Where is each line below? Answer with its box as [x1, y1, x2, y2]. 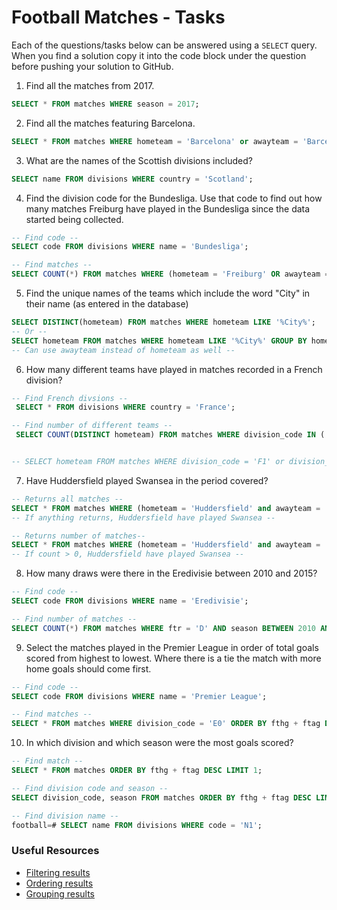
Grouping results [25, 887, 96, 900]
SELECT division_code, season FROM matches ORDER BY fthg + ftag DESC [11, 792, 312, 803]
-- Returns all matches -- [11, 494, 124, 504]
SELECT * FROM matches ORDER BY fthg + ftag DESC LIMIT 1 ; [11, 766, 263, 776]
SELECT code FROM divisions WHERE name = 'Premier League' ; [11, 691, 268, 701]
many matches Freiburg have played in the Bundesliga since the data [25, 202, 311, 215]
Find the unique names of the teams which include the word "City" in [25, 287, 311, 300]
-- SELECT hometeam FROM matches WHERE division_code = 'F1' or [11, 457, 285, 467]
